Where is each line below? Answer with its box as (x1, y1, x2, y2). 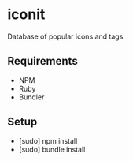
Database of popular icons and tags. (7, 32, 125, 41)
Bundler (18, 92, 45, 102)
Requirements (7, 54, 78, 68)
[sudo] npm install (18, 136, 78, 145)
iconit (7, 6, 46, 24)
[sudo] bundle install (18, 144, 86, 154)
